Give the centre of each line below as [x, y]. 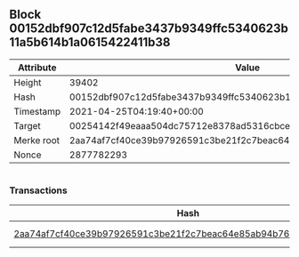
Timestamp [37, 111]
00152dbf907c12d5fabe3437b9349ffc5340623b [149, 29]
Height [28, 82]
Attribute [37, 68]
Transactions [39, 190]
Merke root [37, 140]
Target [28, 125]
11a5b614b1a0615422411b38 [90, 42]
